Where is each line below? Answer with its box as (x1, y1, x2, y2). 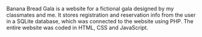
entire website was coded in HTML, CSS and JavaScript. (6, 24, 148, 31)
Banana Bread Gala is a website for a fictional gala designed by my (6, 5, 174, 12)
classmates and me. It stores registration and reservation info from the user (6, 11, 196, 18)
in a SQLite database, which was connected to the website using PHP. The (6, 18, 194, 24)
